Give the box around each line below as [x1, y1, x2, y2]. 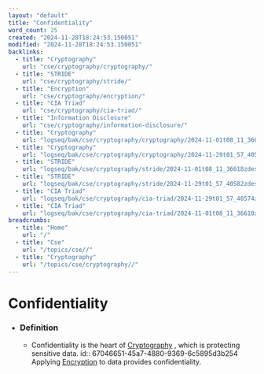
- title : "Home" [15, 224, 68, 232]
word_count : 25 [8, 26, 58, 34]
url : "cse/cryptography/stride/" [22, 77, 132, 85]
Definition [19, 322, 59, 333]
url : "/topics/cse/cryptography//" [22, 261, 139, 268]
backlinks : [8, 48, 44, 56]
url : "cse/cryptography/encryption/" [22, 92, 146, 100]
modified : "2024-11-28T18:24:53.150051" [8, 41, 143, 49]
